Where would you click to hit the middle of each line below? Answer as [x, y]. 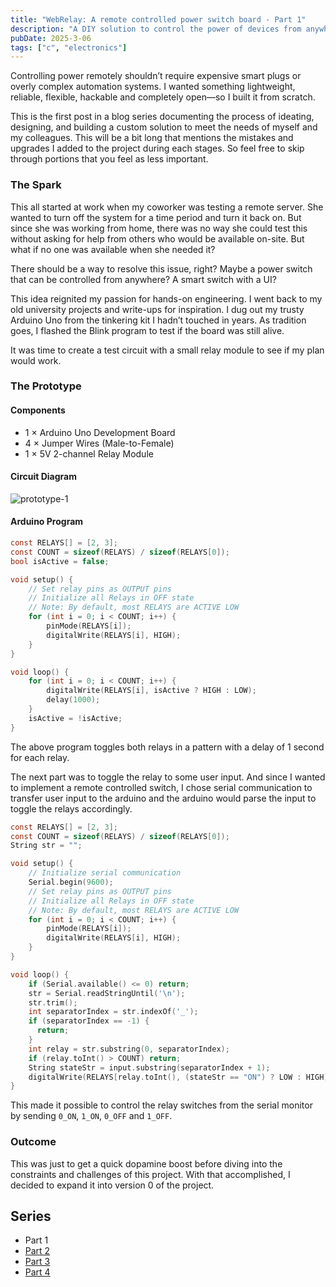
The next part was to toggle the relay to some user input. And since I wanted [168, 777]
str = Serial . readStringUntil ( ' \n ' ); [107, 993]
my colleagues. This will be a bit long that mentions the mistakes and [152, 138]
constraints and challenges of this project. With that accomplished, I [150, 1174]
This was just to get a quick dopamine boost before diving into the [146, 1163]
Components [38, 410]
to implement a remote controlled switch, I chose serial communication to [161, 787]
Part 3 [37, 1262]
